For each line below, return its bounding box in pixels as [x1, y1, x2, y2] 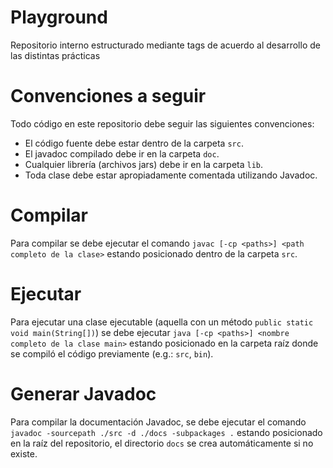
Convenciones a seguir [10, 85, 207, 108]
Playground [10, 6, 108, 29]
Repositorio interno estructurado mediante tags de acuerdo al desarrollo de [10, 39, 321, 51]
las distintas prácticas [10, 49, 101, 61]
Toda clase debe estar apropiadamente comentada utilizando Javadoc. [24, 169, 318, 181]
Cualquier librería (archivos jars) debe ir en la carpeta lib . [24, 158, 264, 170]
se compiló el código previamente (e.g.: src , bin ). [10, 347, 214, 360]
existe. [10, 447, 38, 460]
